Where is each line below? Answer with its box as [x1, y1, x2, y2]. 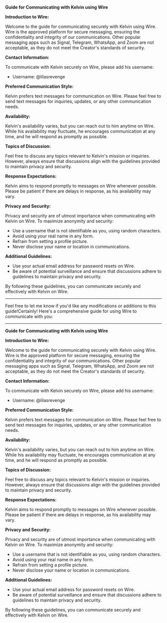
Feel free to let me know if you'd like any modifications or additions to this [5, 303, 157, 309]
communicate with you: [5, 314, 53, 319]
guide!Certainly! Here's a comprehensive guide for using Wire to [5, 308, 137, 314]
